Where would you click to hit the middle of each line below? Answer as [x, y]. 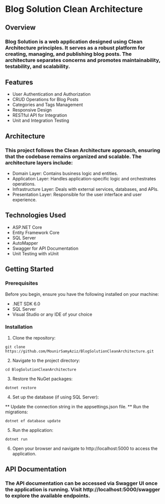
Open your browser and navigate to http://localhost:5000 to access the [85, 448]
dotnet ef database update [33, 421]
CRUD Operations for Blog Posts [45, 100]
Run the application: [33, 430]
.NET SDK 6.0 [26, 304]
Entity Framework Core [36, 232]
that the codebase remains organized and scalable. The [74, 156]
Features [19, 82]
